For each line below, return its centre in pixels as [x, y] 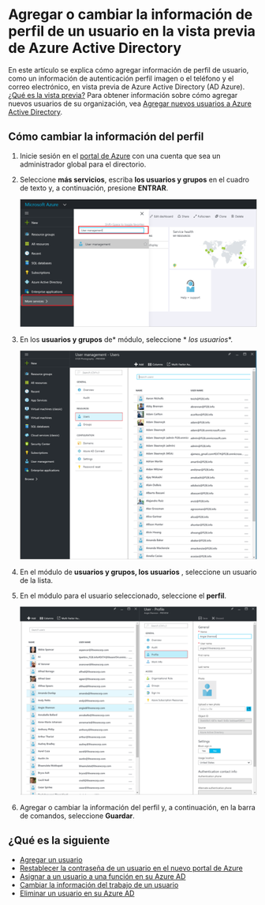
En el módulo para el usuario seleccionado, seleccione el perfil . [123, 596]
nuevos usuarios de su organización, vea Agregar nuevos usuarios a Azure [130, 103]
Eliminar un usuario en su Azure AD [77, 893]
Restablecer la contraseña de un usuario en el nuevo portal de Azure [131, 868]
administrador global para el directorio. [83, 164]
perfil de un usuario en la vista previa [132, 31]
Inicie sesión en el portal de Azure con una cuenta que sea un [120, 156]
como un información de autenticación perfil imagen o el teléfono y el [121, 78]
